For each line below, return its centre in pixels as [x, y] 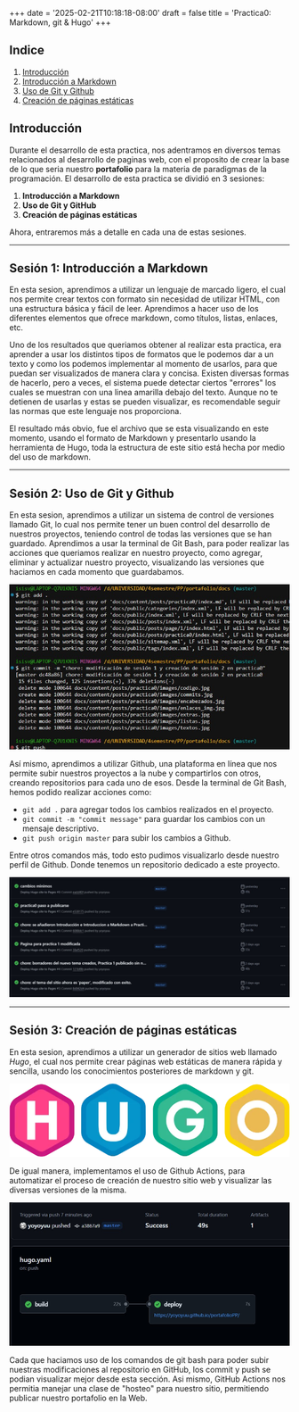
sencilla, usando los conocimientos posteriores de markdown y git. [132, 1071]
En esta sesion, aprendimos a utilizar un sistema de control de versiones [141, 515]
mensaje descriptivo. [61, 828]
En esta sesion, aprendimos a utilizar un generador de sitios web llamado [143, 1051]
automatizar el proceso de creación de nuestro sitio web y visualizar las [141, 1181]
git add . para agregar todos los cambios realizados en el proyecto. [148, 810]
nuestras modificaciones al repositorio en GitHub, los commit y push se [140, 1370]
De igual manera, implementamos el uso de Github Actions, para [127, 1171]
